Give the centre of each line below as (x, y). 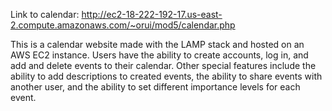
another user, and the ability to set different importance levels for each (155, 87)
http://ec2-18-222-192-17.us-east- (152, 14)
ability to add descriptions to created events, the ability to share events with (166, 76)
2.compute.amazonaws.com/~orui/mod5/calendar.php (123, 25)
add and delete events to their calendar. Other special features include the (163, 65)
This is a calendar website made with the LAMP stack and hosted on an (157, 44)
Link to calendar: (45, 14)
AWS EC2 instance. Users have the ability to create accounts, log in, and (159, 55)
